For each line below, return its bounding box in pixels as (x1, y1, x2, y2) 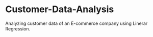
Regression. (5, 25, 31, 31)
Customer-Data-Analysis (5, 4, 114, 15)
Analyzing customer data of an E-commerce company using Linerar (5, 20, 148, 26)
